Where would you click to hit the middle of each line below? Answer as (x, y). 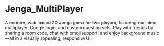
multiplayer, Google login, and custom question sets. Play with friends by (79, 27)
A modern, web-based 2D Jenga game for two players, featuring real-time (81, 23)
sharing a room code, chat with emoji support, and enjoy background (75, 33)
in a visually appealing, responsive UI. (54, 38)
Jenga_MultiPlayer (44, 9)
